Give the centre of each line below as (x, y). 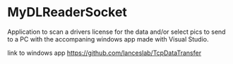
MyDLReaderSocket (67, 12)
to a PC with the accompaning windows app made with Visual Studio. (108, 39)
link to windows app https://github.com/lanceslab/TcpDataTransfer (104, 53)
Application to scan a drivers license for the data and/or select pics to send (116, 32)
